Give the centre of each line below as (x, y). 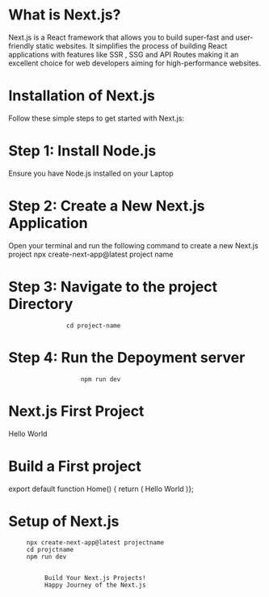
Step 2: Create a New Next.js (107, 206)
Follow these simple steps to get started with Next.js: (96, 118)
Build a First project (75, 466)
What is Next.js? (65, 15)
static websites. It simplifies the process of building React (132, 45)
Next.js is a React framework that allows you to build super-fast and (121, 37)
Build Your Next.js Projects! (95, 578)
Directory (41, 304)
